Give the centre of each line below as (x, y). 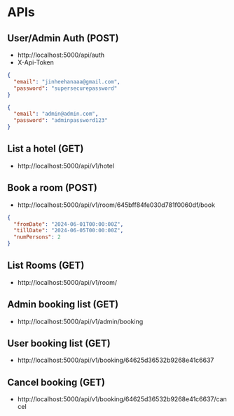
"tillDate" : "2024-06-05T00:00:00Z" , (69, 231)
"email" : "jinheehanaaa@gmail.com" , (67, 81)
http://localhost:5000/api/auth (61, 55)
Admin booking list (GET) (63, 305)
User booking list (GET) (59, 343)
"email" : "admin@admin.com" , (56, 114)
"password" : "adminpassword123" (61, 121)
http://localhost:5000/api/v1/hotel (66, 166)
